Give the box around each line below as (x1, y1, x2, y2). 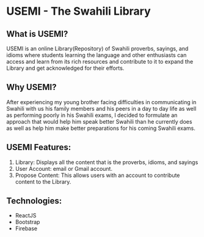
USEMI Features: (6, 142, 71, 152)
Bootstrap (15, 219, 40, 226)
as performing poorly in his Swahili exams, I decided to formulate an (6, 111, 178, 119)
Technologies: (6, 196, 62, 206)
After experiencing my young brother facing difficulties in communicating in (6, 98, 197, 105)
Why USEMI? (6, 82, 57, 92)
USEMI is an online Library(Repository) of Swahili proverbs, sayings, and (6, 45, 189, 52)
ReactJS (15, 212, 37, 219)
